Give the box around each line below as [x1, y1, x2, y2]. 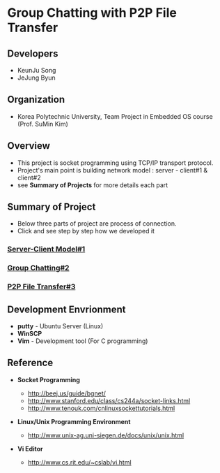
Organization [7, 94, 65, 105]
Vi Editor [17, 444, 43, 453]
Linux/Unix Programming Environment [17, 417, 131, 425]
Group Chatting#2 [7, 263, 70, 273]
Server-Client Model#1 [7, 245, 86, 254]
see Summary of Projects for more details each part [17, 180, 168, 189]
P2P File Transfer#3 [7, 282, 76, 291]
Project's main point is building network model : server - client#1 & [17, 166, 208, 174]
